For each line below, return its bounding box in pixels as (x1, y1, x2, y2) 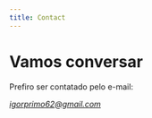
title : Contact (9, 13, 66, 22)
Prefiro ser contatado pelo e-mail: (9, 81, 134, 92)
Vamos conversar (9, 51, 143, 72)
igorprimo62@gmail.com (9, 98, 101, 109)
